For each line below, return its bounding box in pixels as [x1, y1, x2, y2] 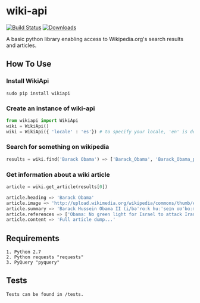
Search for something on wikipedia [6, 143, 110, 151]
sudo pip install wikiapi [6, 90, 70, 96]
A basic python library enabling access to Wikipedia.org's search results [6, 35, 183, 42]
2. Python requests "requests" [6, 254, 84, 260]
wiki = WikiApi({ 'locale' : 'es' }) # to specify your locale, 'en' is [6, 129, 187, 135]
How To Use [6, 59, 52, 69]
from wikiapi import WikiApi [6, 117, 79, 123]
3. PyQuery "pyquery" [6, 260, 60, 265]
